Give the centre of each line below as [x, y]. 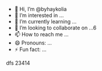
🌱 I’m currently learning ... [45, 21]
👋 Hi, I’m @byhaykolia [41, 9]
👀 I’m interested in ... [39, 15]
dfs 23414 [18, 63]
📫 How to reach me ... [41, 34]
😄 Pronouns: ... [33, 43]
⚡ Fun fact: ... [30, 49]
